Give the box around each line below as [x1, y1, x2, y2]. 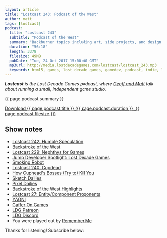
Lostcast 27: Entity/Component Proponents [12, 191, 101, 197]
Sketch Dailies [12, 175, 42, 181]
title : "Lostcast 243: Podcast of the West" [5, 12, 99, 17]
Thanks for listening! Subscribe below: [5, 227, 84, 233]
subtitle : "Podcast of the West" [9, 35, 79, 40]
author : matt [5, 16, 32, 21]
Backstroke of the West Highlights [12, 186, 83, 192]
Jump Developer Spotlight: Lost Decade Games [12, 154, 110, 160]
